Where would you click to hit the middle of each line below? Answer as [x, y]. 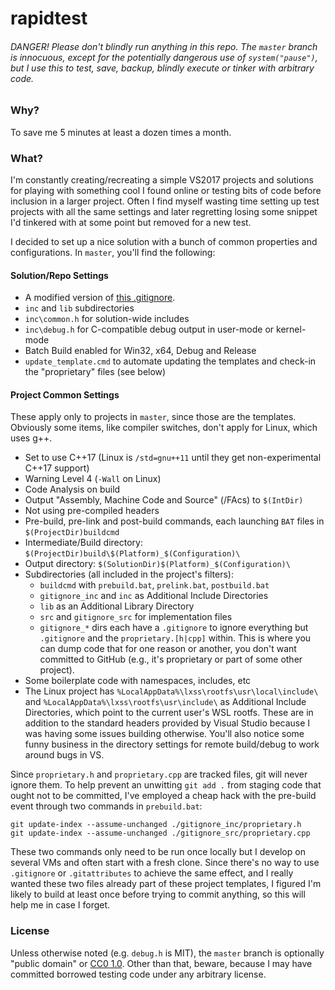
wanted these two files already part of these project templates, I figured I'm [166, 884]
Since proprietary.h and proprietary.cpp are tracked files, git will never [159, 774]
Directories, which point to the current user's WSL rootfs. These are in [169, 713]
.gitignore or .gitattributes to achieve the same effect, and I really [152, 873]
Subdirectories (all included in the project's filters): [129, 574]
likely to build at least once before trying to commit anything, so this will [158, 894]
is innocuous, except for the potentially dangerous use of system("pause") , [164, 57]
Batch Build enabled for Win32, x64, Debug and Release [140, 351]
